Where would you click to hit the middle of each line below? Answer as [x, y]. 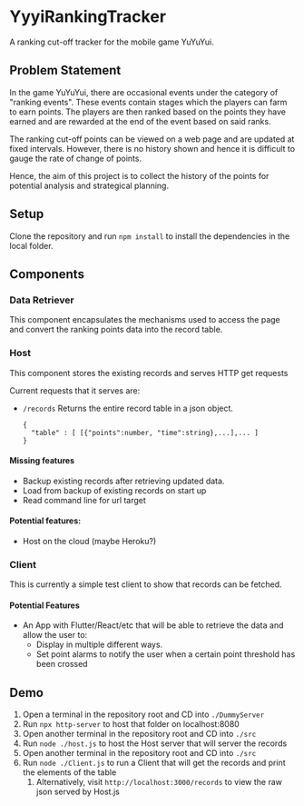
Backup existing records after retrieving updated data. [123, 481]
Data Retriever [42, 300]
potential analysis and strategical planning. [89, 185]
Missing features [42, 461]
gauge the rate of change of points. [76, 158]
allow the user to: [55, 635]
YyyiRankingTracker [88, 17]
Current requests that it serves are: [75, 390]
